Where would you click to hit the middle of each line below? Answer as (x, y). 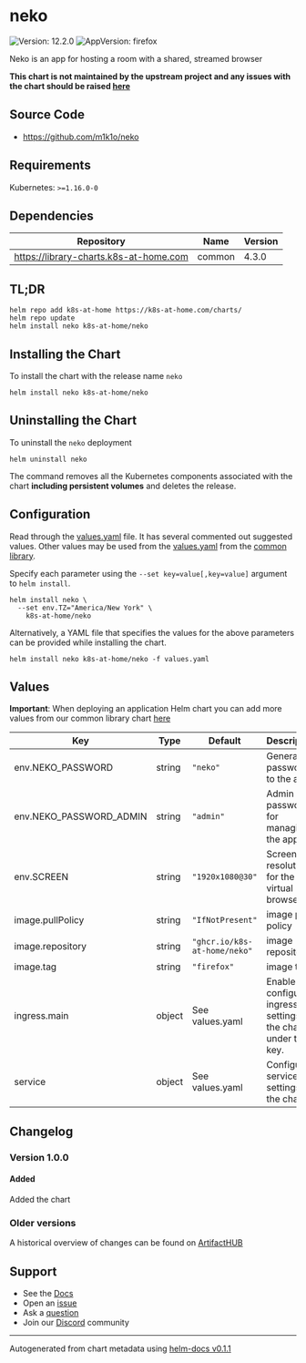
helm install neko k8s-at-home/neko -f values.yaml (109, 659)
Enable (281, 982)
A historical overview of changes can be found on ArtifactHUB (126, 1243)
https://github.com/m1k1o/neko (81, 137)
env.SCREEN (41, 877)
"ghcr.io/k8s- (222, 942)
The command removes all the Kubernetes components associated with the (151, 476)
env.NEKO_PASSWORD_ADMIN (81, 816)
